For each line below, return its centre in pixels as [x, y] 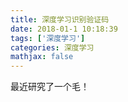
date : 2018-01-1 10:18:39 [64, 29]
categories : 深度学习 [52, 47]
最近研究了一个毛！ [50, 87]
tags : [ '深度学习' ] [48, 38]
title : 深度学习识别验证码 [60, 19]
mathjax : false [42, 57]
